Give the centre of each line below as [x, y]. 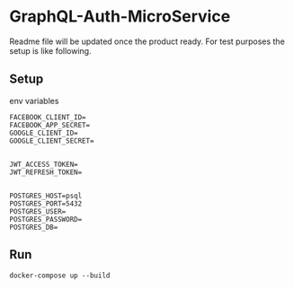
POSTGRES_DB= [34, 227]
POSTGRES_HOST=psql [46, 196]
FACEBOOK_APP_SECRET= [50, 125]
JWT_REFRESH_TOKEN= [46, 172]
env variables [34, 101]
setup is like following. [50, 50]
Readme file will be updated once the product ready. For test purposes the [147, 41]
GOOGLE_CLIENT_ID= [44, 133]
